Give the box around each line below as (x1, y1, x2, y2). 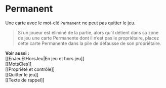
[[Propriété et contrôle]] (5, 66, 55, 72)
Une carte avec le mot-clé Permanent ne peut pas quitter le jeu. (5, 20, 136, 26)
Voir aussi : (5, 50, 29, 56)
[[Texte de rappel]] (5, 77, 45, 83)
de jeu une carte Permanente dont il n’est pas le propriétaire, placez (17, 35, 159, 41)
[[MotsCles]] (5, 61, 32, 67)
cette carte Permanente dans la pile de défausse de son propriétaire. (17, 40, 161, 46)
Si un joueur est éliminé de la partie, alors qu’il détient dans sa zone (17, 29, 159, 35)
